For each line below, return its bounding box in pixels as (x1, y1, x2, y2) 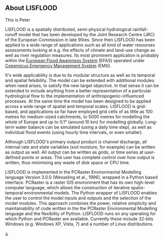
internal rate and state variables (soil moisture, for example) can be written (5, 144, 156, 150)
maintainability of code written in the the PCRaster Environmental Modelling (5, 205, 158, 211)
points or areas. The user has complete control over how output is (22, 154, 155, 160)
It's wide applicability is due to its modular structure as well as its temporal (5, 72, 155, 78)
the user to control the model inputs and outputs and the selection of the (5, 195, 152, 201)
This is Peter (5, 17, 30, 22)
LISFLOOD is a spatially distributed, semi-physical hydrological (5, 26, 132, 32)
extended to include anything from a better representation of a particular (5, 88, 152, 93)
